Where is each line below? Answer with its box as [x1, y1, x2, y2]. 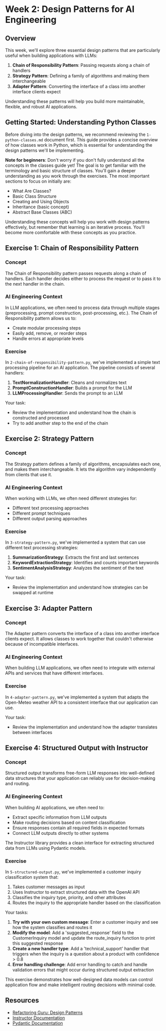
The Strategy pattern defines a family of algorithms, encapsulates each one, [5, 461, 162, 467]
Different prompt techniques [12, 510, 71, 516]
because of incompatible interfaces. [5, 641, 80, 647]
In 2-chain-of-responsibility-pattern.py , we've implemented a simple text [5, 359, 160, 365]
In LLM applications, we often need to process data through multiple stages [5, 305, 160, 311]
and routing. [5, 780, 30, 787]
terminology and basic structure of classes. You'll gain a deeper [5, 167, 136, 173]
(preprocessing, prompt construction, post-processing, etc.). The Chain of [5, 310, 158, 316]
